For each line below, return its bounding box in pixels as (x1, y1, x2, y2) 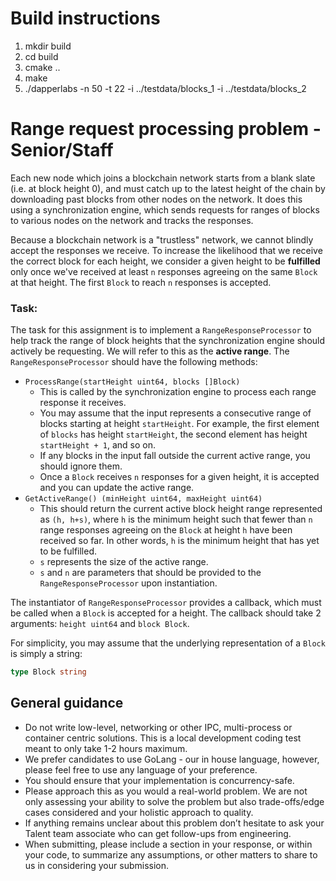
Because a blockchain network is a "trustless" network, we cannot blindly (10, 233, 314, 246)
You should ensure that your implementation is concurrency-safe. (24, 774, 295, 786)
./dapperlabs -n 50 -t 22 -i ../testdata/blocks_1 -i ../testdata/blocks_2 (24, 82, 307, 94)
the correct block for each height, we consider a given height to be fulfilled (10, 255, 321, 267)
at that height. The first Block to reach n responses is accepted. (10, 276, 272, 288)
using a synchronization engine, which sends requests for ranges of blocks (10, 203, 320, 216)
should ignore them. (39, 460, 123, 472)
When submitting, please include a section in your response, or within (24, 838, 313, 850)
